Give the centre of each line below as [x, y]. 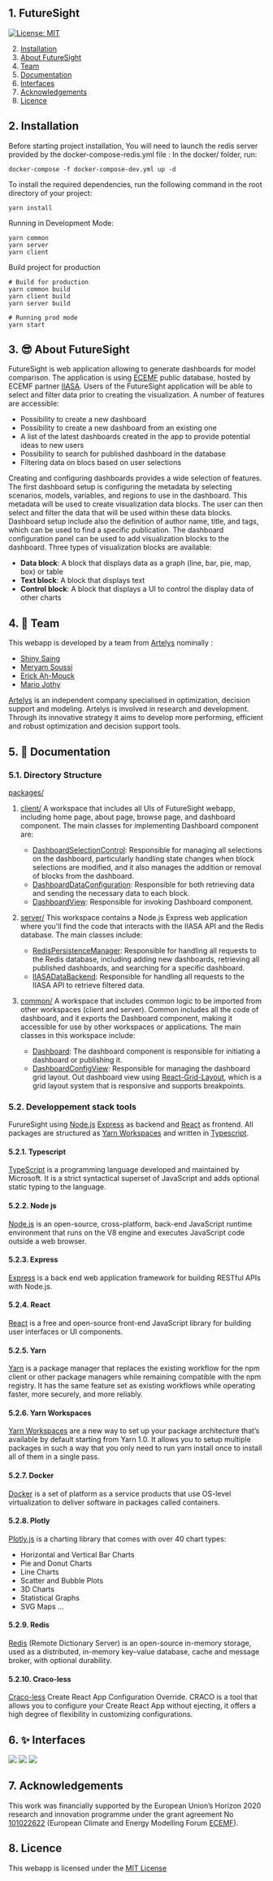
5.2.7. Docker [31, 1475]
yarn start [27, 324]
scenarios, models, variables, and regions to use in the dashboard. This [128, 496]
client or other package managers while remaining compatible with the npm [135, 1377]
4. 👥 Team [34, 623]
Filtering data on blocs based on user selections [100, 463]
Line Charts [39, 1571]
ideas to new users [52, 445]
